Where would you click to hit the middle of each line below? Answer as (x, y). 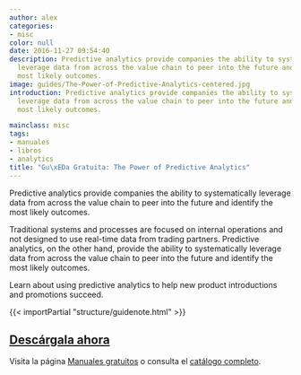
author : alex (34, 17)
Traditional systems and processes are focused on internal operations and (146, 229)
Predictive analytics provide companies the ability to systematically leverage (150, 193)
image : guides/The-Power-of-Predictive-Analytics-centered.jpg (130, 84)
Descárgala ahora (60, 340)
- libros (26, 151)
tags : (19, 134)
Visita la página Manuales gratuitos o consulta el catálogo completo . (135, 362)
